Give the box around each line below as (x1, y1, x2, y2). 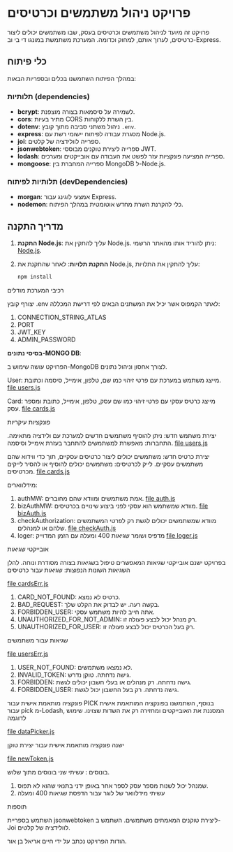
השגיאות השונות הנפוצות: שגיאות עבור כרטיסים (7, 566, 130, 574)
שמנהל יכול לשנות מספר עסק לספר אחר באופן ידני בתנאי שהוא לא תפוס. (17, 781, 209, 790)
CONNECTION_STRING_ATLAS (17, 313, 107, 322)
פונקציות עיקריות (7, 418, 51, 427)
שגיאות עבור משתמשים (7, 636, 68, 645)
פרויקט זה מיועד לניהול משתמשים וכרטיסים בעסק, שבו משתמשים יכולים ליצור (7, 28, 210, 36)
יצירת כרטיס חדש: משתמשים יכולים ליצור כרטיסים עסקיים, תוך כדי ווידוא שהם (7, 453, 210, 461)
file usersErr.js (7, 649, 49, 658)
